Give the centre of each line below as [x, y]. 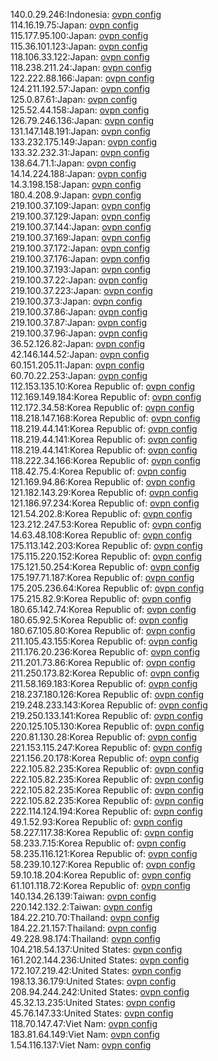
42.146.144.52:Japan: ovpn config [80, 354]
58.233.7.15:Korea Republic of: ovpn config [98, 843]
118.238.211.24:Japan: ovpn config [81, 67]
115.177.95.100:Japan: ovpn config [79, 35]
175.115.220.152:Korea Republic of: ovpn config [106, 556]
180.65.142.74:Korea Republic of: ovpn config [103, 609]
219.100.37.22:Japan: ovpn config [79, 280]
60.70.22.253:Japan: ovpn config [79, 375]
